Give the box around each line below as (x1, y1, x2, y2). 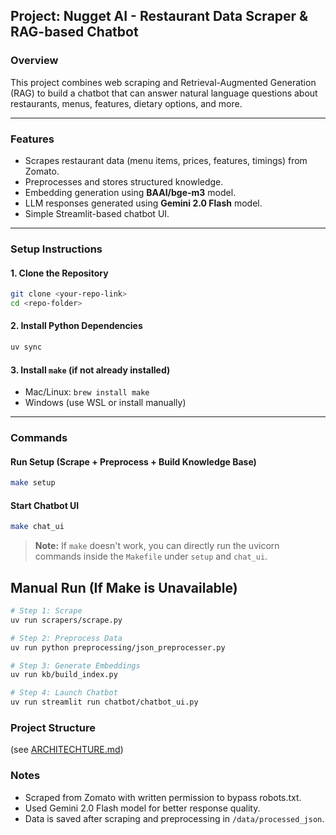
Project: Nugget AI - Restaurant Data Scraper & (10, 8, 309, 25)
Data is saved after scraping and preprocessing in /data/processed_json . (24, 812, 325, 824)
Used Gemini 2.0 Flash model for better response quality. (24, 802, 261, 814)
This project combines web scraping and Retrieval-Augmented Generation (10, 76, 317, 88)
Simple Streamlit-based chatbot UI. (24, 207, 170, 219)
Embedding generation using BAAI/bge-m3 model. (24, 186, 237, 198)
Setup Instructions (10, 242, 103, 256)
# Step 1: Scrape (10, 606, 83, 616)
